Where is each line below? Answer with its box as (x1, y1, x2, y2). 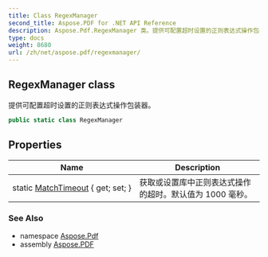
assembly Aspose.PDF (19, 239, 94, 249)
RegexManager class (8, 78, 116, 92)
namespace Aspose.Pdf (19, 231, 99, 240)
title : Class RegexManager (8, 11, 98, 20)
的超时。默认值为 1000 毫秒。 (139, 189, 253, 200)
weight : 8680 (8, 41, 52, 49)
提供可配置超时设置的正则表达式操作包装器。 (8, 100, 156, 110)
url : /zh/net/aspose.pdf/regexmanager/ (8, 49, 141, 56)
